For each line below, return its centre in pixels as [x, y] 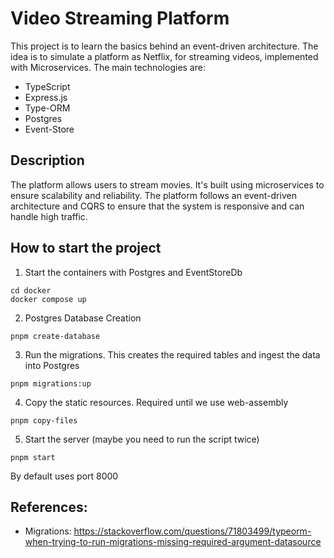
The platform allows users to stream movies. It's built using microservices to [167, 184]
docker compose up [48, 299]
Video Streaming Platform [120, 18]
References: [49, 507]
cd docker [31, 290]
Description [47, 160]
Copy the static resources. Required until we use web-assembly [156, 402]
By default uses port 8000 [64, 476]
